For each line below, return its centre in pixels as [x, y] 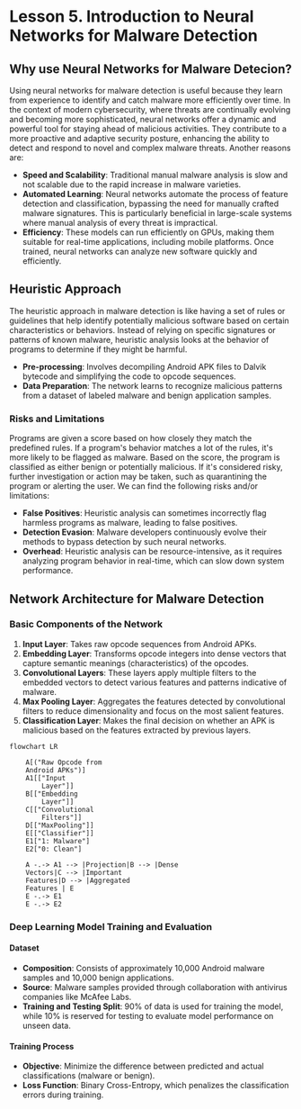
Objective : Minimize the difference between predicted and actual [143, 1066]
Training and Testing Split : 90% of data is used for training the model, [153, 1006]
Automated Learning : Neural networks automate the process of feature [155, 194]
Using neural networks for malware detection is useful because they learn [146, 90]
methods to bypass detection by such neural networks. [124, 542]
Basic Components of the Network [86, 625]
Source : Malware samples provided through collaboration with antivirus [155, 987]
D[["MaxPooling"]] [60, 825]
